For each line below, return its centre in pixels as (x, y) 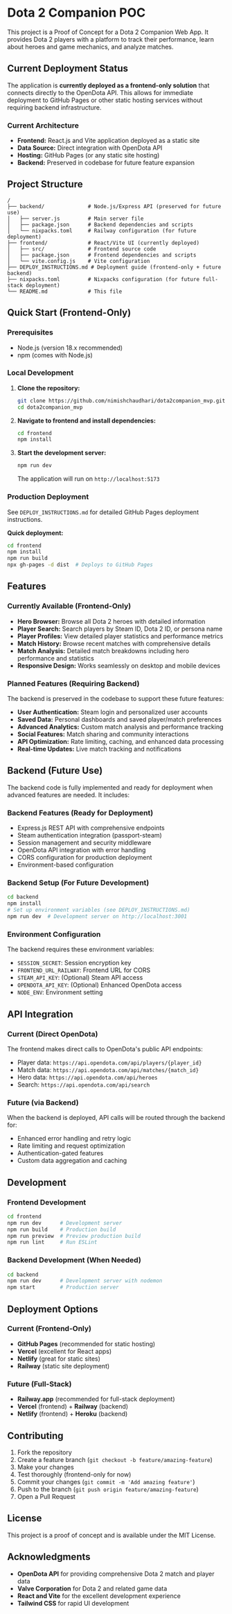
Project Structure (45, 184)
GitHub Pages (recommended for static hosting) (86, 1343)
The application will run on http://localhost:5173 (88, 479)
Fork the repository (45, 1452)
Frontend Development (47, 1202)
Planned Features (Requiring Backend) (73, 683)
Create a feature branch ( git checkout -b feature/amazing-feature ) (115, 1459)
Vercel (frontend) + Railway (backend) (73, 1407)
